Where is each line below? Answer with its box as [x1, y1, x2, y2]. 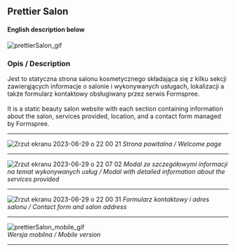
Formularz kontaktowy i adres [122, 195, 209, 203]
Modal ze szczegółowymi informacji [123, 160, 228, 168]
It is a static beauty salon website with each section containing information [7, 104, 223, 113]
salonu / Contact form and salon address [7, 202, 127, 210]
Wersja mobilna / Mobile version [7, 230, 101, 239]
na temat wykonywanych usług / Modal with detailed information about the [7, 167, 225, 175]
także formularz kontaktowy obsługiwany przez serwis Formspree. [7, 89, 200, 98]
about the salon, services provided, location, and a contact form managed [7, 112, 221, 120]
